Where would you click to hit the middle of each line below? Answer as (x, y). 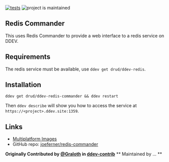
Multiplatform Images (35, 139)
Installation (23, 85)
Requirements (28, 57)
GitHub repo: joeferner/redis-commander (55, 144)
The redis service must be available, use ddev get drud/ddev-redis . (76, 69)
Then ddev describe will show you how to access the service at (71, 106)
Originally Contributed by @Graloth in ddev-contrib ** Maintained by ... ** (84, 154)
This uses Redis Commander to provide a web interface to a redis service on (85, 36)
